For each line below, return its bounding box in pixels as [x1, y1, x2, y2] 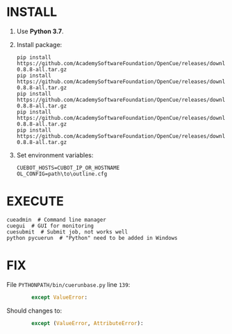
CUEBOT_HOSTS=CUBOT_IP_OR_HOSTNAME [16, 164, 120, 171]
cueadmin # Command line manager [6, 216, 107, 223]
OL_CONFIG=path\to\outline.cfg [16, 170, 108, 177]
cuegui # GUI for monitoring [6, 222, 94, 229]
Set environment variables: [16, 150, 94, 159]
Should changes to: [6, 306, 63, 315]
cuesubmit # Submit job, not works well [6, 228, 129, 236]
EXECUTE [6, 193, 64, 209]
